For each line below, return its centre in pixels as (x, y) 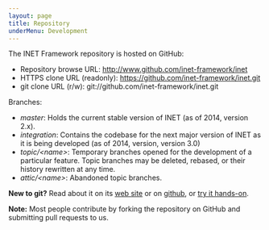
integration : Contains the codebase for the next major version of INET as (141, 135)
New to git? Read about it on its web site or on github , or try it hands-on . (129, 194)
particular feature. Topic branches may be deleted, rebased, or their (132, 161)
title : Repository (39, 23)
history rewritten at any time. (68, 169)
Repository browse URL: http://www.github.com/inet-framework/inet (134, 69)
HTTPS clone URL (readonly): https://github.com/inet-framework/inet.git (140, 78)
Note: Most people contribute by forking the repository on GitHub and (124, 209)
